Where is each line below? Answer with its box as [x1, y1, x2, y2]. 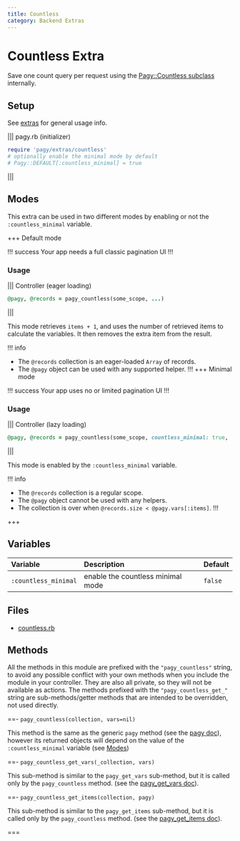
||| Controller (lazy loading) [7, 420, 87, 429]
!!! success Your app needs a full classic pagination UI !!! [7, 247, 174, 256]
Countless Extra [7, 48, 105, 64]
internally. [7, 79, 37, 88]
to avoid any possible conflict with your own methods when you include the [7, 670, 230, 679]
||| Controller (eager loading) [7, 281, 91, 290]
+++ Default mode [7, 233, 62, 242]
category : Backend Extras [7, 17, 84, 24]
